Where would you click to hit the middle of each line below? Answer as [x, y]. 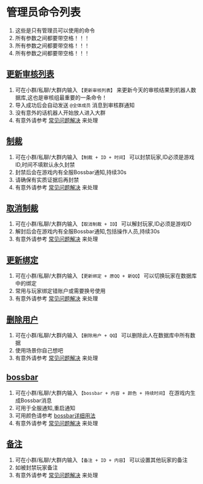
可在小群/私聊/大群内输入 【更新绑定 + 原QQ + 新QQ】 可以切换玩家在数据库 [106, 276]
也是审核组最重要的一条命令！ [70, 97]
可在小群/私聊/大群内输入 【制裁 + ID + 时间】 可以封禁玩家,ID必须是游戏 [105, 157]
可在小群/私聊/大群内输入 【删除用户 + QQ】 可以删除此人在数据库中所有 [102, 335]
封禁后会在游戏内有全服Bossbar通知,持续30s [71, 172]
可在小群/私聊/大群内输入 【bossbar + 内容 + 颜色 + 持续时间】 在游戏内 [103, 392]
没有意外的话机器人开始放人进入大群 [60, 112]
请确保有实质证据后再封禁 [47, 180]
